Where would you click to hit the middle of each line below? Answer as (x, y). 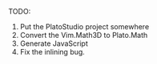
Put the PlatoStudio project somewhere (85, 26)
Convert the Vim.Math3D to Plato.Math (84, 35)
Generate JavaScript (54, 43)
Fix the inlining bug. (52, 52)
